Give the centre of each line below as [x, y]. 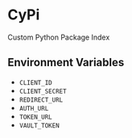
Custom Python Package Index [59, 37]
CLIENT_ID [36, 82]
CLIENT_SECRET [43, 91]
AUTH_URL [34, 108]
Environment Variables [66, 63]
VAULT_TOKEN [39, 125]
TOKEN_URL [36, 117]
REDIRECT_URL [41, 100]
